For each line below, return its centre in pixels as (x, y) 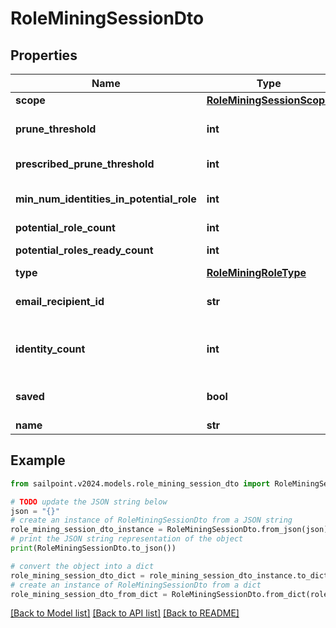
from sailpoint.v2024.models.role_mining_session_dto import (140, 483)
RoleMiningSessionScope (269, 100)
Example (38, 460)
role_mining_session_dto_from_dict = (89, 594)
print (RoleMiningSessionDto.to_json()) (93, 548)
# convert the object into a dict (82, 566)
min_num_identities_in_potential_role (106, 199)
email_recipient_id (60, 301)
